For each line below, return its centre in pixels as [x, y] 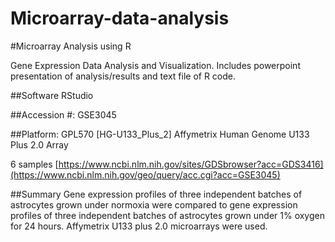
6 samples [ [34, 164]
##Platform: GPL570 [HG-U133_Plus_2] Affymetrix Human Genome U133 [160, 134]
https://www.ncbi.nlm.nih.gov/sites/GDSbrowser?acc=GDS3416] [191, 164]
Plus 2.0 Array [39, 144]
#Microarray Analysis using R [71, 46]
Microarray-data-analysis [120, 18]
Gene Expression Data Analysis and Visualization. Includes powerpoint [155, 65]
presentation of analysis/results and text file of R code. [123, 76]
